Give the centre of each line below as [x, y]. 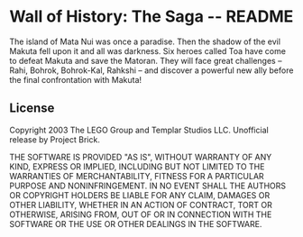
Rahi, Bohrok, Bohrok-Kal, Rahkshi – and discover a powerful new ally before [151, 70]
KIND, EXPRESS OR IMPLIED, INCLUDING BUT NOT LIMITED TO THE [137, 166]
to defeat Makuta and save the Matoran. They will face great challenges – [146, 60]
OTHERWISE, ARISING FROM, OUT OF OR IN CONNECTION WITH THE [141, 214]
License [32, 109]
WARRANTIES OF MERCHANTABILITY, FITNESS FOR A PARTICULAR [137, 176]
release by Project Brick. [55, 139]
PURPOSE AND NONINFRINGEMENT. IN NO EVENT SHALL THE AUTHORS [148, 186]
